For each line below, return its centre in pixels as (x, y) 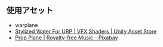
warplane (26, 25)
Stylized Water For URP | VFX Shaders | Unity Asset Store (86, 31)
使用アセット (30, 11)
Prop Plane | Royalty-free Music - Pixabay (66, 38)
